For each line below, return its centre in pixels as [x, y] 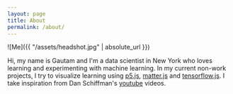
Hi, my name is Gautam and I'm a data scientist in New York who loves [110, 61]
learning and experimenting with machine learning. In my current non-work [117, 69]
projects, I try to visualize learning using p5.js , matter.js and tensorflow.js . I [116, 76]
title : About [27, 20]
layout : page [27, 14]
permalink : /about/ [36, 27]
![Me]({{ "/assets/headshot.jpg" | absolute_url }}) [79, 47]
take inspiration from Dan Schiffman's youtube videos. [87, 83]
